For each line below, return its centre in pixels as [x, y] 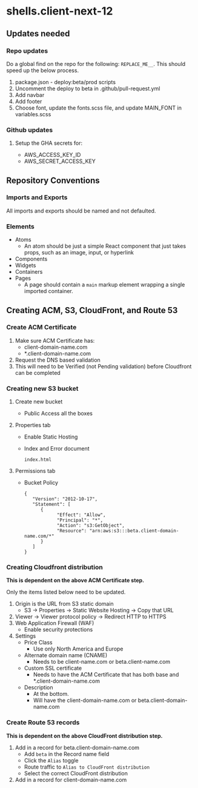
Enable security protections [58, 630]
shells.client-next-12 [60, 11]
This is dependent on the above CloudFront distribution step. [84, 736]
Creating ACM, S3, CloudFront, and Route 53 [92, 310]
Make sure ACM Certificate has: [55, 340]
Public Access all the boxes [58, 414]
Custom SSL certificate [53, 668]
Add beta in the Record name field [67, 754]
